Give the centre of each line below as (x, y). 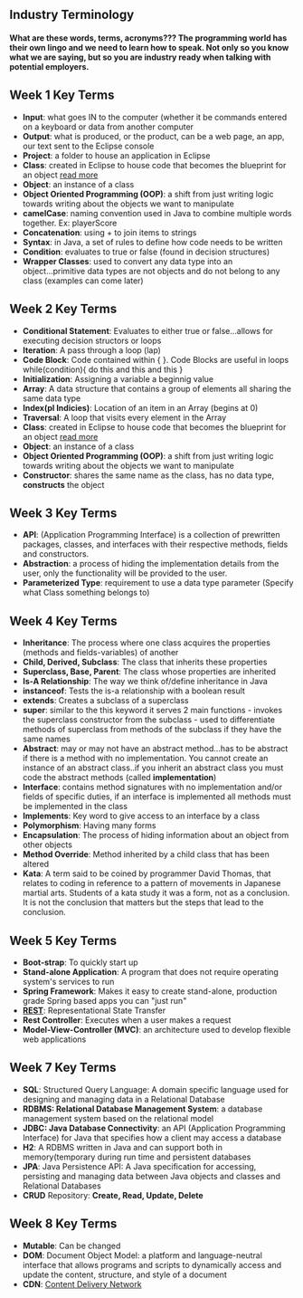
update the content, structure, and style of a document (125, 1274)
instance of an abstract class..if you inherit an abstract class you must (153, 768)
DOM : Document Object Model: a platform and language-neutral (142, 1255)
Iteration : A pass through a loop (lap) (91, 350)
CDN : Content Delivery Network (82, 1284)
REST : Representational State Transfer (94, 1011)
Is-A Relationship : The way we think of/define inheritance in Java (145, 682)
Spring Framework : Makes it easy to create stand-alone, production (150, 991)
